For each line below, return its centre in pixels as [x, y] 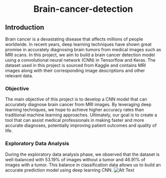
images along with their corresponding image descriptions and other [75, 71]
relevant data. [19, 76]
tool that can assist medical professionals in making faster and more [75, 120]
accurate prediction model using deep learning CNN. [59, 170]
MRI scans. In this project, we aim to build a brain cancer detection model [80, 55]
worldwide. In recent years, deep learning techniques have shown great [79, 44]
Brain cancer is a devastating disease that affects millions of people [74, 39]
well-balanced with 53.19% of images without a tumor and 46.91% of [75, 159]
